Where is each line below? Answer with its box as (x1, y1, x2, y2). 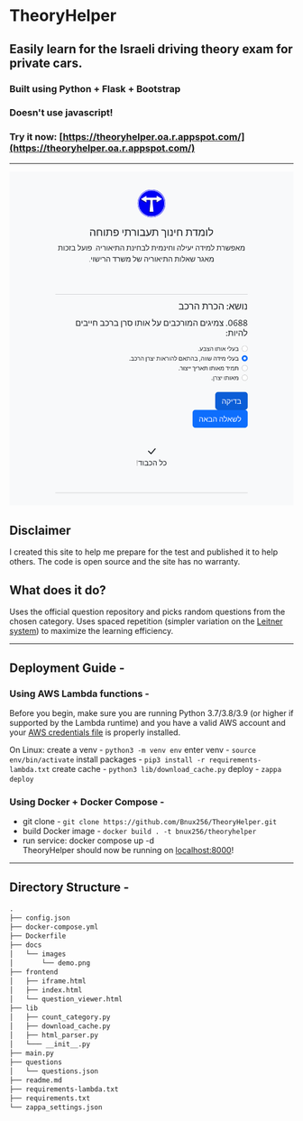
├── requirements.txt (9, 1093, 91, 1103)
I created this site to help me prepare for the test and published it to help (9, 547, 278, 557)
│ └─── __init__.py (9, 1039, 91, 1049)
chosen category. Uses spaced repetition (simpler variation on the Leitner (9, 616, 283, 627)
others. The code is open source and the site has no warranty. (9, 556, 241, 567)
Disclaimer (9, 522, 71, 538)
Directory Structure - (9, 879, 130, 895)
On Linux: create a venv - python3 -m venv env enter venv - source (9, 744, 257, 755)
